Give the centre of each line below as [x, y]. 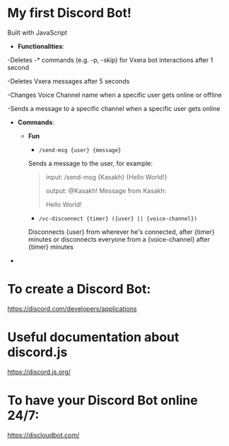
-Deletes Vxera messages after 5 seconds [69, 81]
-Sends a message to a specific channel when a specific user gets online [114, 108]
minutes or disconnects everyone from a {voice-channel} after [119, 239]
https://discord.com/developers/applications [72, 308]
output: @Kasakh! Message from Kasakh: [106, 190]
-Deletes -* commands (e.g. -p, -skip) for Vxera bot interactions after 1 [110, 60]
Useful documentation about [93, 338]
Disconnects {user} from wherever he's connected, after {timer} [121, 232]
